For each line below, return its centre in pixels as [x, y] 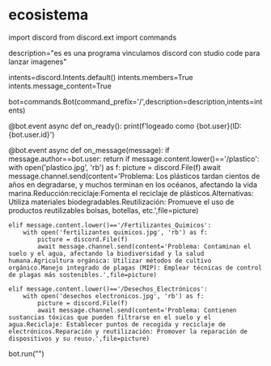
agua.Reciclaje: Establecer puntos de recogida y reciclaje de [117, 324]
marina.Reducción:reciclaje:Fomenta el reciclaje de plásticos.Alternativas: [131, 193]
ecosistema [49, 15]
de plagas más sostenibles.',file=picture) [83, 274]
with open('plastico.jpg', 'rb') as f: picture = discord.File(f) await [114, 167]
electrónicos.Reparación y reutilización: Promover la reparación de [128, 331]
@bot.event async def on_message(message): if [89, 150]
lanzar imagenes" [38, 62]
